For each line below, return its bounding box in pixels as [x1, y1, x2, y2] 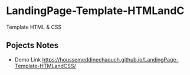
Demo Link [14, 56, 41, 63]
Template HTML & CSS [6, 23, 62, 30]
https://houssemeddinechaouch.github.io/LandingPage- [42, 56, 179, 63]
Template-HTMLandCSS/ [14, 62, 76, 69]
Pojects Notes [6, 40, 59, 50]
